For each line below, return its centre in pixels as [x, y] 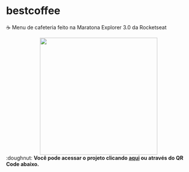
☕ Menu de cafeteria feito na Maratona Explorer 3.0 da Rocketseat [86, 27]
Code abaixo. [23, 164]
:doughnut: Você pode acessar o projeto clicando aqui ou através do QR [95, 158]
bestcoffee [33, 11]
